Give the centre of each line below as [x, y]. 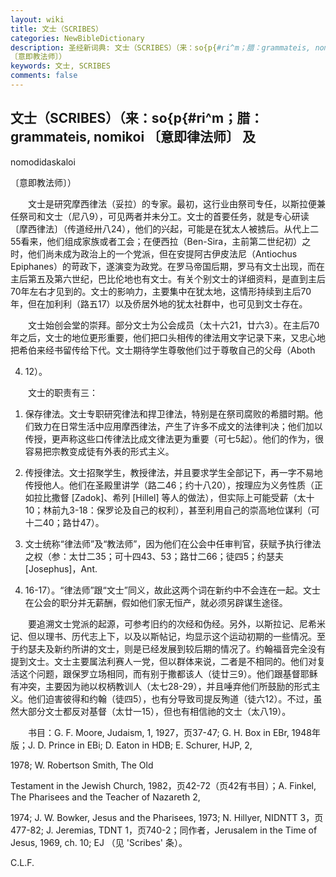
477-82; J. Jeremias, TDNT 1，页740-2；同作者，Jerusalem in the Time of [164, 830]
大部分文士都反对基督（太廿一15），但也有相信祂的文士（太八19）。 [155, 711]
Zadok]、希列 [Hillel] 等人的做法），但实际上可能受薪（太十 [194, 497]
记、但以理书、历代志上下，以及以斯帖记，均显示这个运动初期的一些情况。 [163, 636]
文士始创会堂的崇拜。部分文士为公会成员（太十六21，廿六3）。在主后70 [173, 325]
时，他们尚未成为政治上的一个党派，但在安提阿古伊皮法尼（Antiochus [154, 253]
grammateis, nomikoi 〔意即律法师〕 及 [133, 137]
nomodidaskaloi [43, 162]
